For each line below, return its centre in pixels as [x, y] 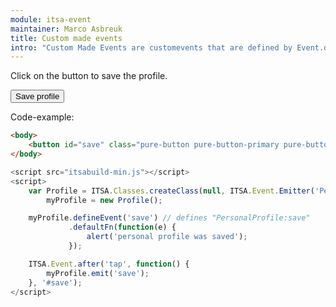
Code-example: [42, 117]
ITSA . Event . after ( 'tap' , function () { [109, 264]
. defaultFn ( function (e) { [122, 227]
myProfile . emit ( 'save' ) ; [98, 273]
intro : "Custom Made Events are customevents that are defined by [151, 47]
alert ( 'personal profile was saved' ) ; [167, 237]
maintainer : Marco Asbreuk [66, 29]
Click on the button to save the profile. [89, 76]
